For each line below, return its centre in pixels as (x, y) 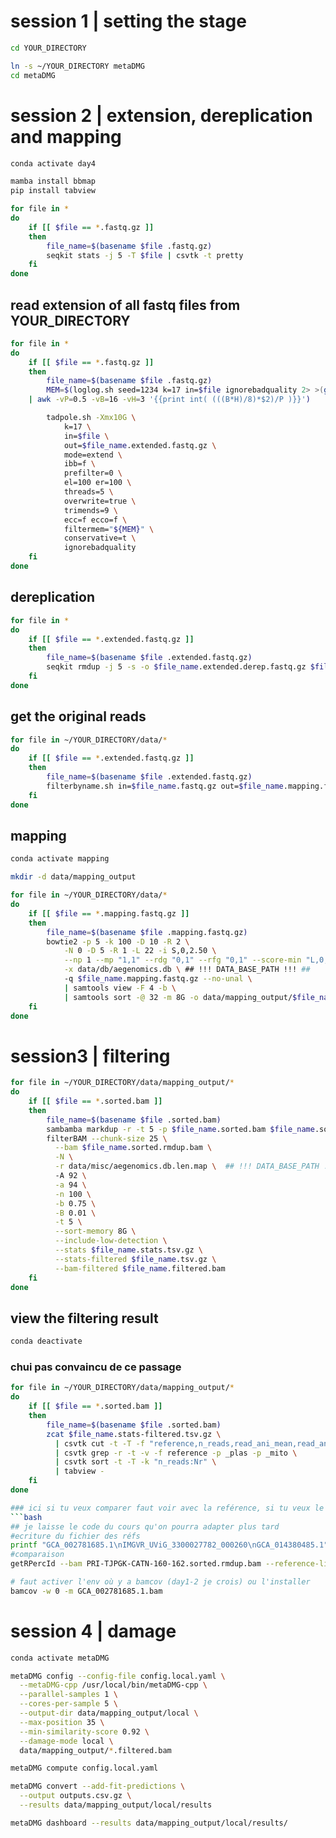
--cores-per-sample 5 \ (68, 1704)
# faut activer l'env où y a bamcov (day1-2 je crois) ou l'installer (160, 1582)
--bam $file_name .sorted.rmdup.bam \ (133, 1148)
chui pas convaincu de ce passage (96, 1367)
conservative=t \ (100, 538)
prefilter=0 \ (93, 473)
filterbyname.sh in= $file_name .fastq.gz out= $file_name (165, 786)
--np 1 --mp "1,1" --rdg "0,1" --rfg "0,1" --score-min (182, 960)
